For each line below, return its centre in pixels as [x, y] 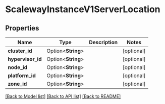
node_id [18, 67]
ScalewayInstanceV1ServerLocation [83, 9]
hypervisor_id [25, 59]
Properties [22, 28]
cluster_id [20, 51]
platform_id [22, 76]
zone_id [17, 84]
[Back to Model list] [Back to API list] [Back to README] [63, 96]
